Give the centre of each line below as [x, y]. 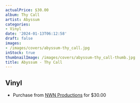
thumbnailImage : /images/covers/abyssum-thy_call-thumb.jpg [71, 57]
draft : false [19, 39]
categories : [18, 24]
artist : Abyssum [22, 19]
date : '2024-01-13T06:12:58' [36, 34]
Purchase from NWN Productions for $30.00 [59, 95]
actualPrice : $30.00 [27, 10]
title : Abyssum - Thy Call [34, 62]
